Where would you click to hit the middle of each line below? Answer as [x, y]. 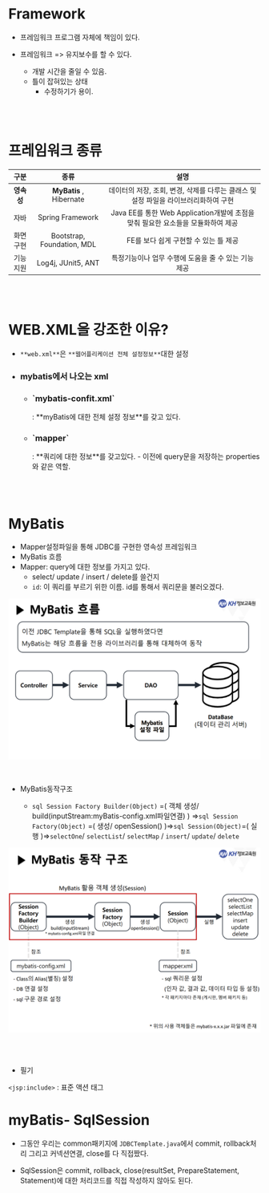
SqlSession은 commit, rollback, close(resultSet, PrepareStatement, [130, 1170]
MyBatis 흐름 [41, 557]
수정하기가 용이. [68, 91]
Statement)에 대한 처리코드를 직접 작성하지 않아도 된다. [106, 1180]
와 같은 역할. [51, 467]
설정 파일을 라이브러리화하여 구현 [183, 200]
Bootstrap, [68, 236]
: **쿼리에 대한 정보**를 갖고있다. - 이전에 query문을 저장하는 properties [146, 457]
